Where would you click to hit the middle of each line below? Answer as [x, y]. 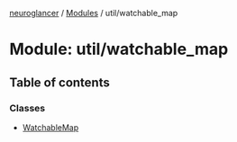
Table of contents [59, 82]
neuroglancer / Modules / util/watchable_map [94, 13]
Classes [27, 108]
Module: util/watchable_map [119, 49]
